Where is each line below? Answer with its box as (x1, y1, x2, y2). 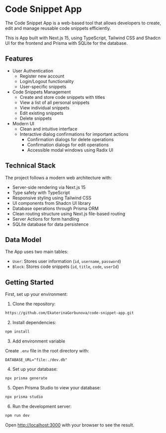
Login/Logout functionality (19, 78, 74, 84)
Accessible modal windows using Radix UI (27, 147, 113, 153)
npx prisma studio (5, 394, 43, 399)
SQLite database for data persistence (12, 221, 89, 227)
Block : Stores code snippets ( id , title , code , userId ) (12, 263, 119, 269)
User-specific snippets (19, 84, 66, 89)
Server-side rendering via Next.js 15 (12, 184, 86, 190)
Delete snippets (19, 115, 52, 121)
